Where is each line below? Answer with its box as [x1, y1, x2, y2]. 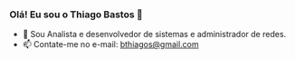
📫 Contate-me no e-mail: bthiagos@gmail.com [22, 39, 199, 50]
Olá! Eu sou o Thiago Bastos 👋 [9, 8, 143, 21]
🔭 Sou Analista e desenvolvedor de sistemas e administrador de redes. [22, 29, 287, 40]
